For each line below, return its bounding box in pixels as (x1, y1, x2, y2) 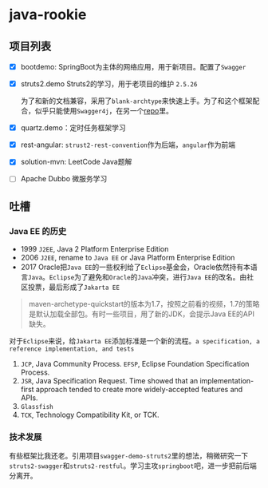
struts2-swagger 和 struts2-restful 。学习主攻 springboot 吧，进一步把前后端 (9, 461, 258, 470)
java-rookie (9, 6, 87, 24)
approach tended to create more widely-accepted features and (35, 385, 243, 395)
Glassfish (20, 403, 54, 411)
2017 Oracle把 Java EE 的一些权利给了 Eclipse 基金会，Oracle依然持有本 (20, 262, 250, 272)
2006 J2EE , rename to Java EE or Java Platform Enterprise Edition (20, 253, 235, 263)
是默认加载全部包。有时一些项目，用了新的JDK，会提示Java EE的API (28, 309, 254, 319)
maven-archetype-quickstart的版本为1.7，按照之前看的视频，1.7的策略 (28, 300, 260, 309)
